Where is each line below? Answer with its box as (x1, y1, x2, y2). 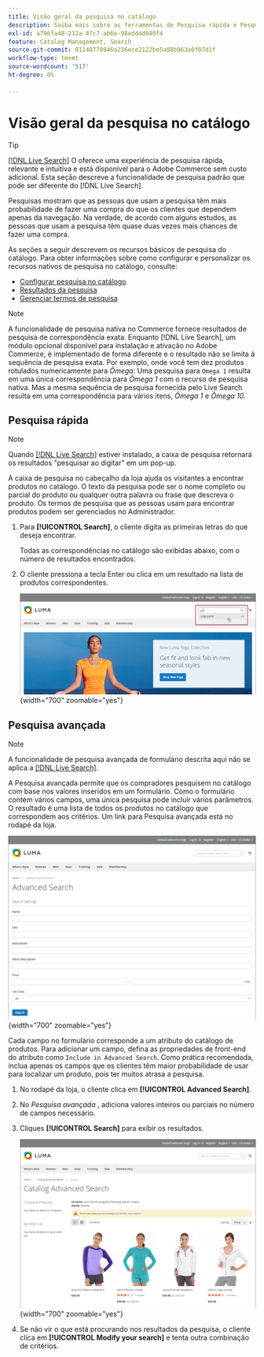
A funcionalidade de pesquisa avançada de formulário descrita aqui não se (8, 755, 251, 764)
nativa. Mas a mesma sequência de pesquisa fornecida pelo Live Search (8, 382, 243, 392)
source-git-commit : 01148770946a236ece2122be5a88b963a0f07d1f (8, 46, 216, 54)
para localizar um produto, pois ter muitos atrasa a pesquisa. (8, 1069, 204, 1079)
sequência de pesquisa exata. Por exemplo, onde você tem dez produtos (8, 357, 244, 366)
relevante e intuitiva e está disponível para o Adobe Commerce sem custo (8, 164, 247, 173)
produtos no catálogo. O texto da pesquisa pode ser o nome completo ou (8, 481, 246, 492)
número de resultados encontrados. (19, 554, 136, 563)
